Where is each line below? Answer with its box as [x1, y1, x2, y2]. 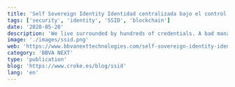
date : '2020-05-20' [7, 23, 64, 30]
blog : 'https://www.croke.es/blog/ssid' [7, 62, 127, 69]
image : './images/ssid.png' [7, 36, 90, 43]
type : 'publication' [7, 56, 68, 63]
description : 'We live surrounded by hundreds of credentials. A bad [7, 29, 215, 37]
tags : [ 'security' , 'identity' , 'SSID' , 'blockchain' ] [7, 17, 171, 24]
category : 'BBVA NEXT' [7, 50, 73, 57]
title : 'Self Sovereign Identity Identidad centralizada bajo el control [7, 10, 227, 18]
